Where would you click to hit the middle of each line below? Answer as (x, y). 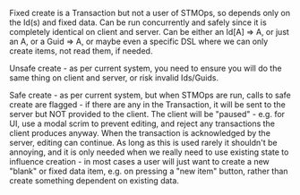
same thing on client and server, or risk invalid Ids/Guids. (114, 78)
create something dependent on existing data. (94, 181)
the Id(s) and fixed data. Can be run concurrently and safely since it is (138, 22)
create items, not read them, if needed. (81, 51)
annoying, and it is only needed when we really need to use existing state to (149, 152)
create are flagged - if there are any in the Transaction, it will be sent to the (148, 105)
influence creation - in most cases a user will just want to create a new (140, 161)
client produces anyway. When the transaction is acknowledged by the (140, 133)
